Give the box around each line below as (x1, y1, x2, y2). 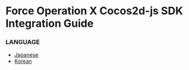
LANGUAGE (5, 38, 40, 46)
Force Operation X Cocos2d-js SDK (5, 4, 184, 18)
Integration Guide (5, 17, 94, 30)
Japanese (14, 52, 39, 59)
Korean (14, 58, 32, 65)
